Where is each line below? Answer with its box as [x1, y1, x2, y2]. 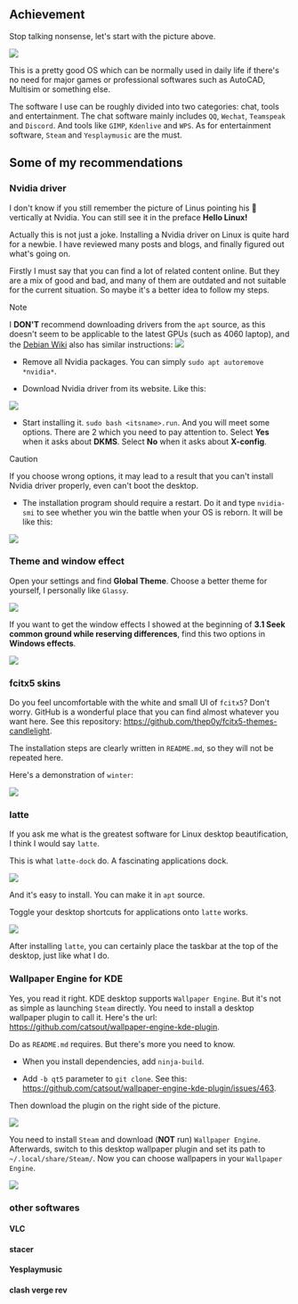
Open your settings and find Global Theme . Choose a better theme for [9, 575, 268, 586]
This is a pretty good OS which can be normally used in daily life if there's [9, 64, 280, 75]
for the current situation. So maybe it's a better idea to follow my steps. [9, 285, 270, 295]
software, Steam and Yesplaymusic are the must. [9, 129, 182, 140]
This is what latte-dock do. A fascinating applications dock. [9, 855, 229, 866]
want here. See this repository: [9, 716, 122, 727]
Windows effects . [9, 638, 77, 648]
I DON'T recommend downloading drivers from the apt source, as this [9, 318, 266, 329]
